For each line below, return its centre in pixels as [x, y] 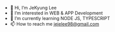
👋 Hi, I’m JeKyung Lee [33, 8]
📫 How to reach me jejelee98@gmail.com [55, 24]
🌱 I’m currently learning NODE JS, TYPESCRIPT [60, 18]
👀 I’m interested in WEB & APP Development [56, 13]
